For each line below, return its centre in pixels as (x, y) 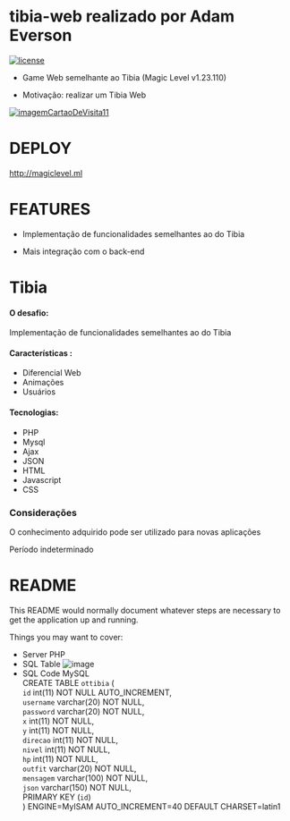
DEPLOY (41, 148)
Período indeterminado (51, 549)
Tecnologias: (34, 412)
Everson (41, 35)
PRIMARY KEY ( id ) (56, 797)
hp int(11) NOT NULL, (60, 758)
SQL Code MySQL (55, 673)
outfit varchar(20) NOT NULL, (79, 768)
